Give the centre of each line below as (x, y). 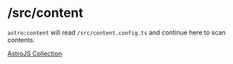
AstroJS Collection (35, 53)
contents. (21, 39)
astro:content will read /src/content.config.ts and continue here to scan (116, 32)
